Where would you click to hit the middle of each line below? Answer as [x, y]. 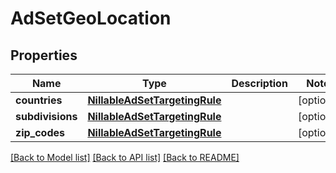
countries [39, 100]
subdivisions [46, 116]
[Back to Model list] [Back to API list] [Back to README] [125, 157]
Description [259, 83]
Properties [44, 55]
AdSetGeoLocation [91, 18]
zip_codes [40, 132]
